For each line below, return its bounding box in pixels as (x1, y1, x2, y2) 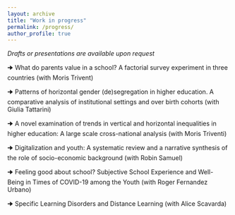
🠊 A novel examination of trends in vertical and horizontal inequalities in (7, 119, 217, 128)
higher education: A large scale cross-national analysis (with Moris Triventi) (7, 130, 227, 138)
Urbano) (7, 185, 32, 194)
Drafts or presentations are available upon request (7, 49, 155, 58)
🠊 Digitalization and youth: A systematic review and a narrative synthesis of (7, 144, 228, 152)
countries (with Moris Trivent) (7, 73, 94, 82)
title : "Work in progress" (7, 17, 87, 24)
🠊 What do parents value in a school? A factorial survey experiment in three (7, 63, 228, 72)
